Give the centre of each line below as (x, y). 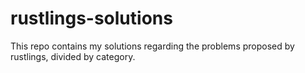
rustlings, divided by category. (73, 56)
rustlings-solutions (91, 18)
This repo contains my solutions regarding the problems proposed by (152, 46)
